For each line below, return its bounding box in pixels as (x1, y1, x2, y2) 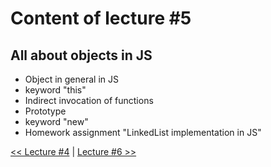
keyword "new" (24, 116, 89, 127)
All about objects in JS (10, 47, 153, 64)
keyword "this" (24, 84, 87, 96)
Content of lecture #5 (10, 7, 192, 30)
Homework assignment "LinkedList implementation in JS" (24, 127, 262, 138)
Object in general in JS (24, 73, 119, 85)
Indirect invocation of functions (24, 95, 154, 106)
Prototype (24, 105, 67, 117)
